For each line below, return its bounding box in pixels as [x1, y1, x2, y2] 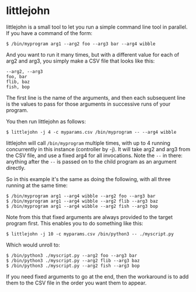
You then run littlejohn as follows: [6, 118, 86, 125]
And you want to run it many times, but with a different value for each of [6, 51, 180, 58]
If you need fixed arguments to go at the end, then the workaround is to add [6, 273, 189, 280]
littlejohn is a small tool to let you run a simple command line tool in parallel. [6, 23, 188, 30]
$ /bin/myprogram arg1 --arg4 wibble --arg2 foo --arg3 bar [6, 193, 156, 199]
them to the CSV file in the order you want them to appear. [6, 279, 147, 286]
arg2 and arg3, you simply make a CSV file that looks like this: [6, 57, 155, 64]
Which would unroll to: [6, 241, 60, 248]
